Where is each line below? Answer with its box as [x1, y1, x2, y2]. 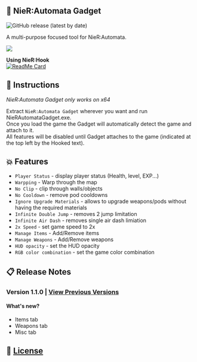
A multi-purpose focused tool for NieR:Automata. [6, 34, 127, 41]
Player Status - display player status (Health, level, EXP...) [14, 172, 159, 180]
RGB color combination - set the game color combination [14, 249, 155, 256]
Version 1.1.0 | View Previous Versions [6, 288, 119, 296]
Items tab [14, 315, 39, 323]
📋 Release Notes [6, 267, 72, 277]
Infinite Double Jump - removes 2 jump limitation [14, 211, 137, 218]
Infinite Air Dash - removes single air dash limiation [14, 217, 147, 224]
